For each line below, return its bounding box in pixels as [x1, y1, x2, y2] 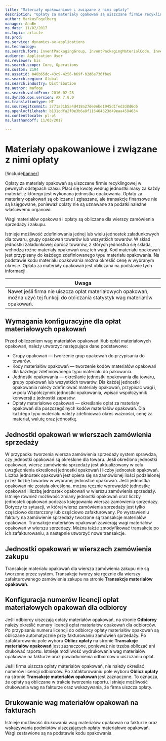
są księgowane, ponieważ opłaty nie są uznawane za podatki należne [5, 201, 147, 207]
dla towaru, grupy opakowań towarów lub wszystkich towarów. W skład [5, 236, 151, 242]
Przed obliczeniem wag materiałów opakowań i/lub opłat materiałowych [5, 338, 151, 344]
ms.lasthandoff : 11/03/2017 [5, 117, 63, 123]
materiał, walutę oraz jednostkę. [12, 416, 78, 422]
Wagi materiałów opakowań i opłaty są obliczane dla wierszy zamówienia [5, 216, 154, 222]
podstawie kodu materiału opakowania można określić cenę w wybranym [5, 257, 155, 263]
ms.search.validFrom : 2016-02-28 [5, 90, 74, 95]
